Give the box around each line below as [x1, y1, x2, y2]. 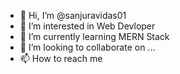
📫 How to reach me [19, 53, 103, 64]
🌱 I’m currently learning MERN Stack [19, 31, 170, 42]
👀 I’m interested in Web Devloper [19, 20, 156, 32]
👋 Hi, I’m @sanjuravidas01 [19, 10, 127, 21]
